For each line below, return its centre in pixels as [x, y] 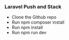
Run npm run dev [29, 33]
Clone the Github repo [34, 17]
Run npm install [27, 27]
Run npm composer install [38, 22]
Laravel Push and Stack [33, 7]
